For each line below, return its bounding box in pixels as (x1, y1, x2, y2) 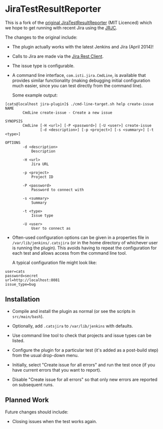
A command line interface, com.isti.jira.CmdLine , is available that (12, 72, 146, 78)
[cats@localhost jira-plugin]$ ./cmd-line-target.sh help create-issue (5, 101, 154, 106)
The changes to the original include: (5, 34, 78, 40)
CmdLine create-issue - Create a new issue (22, 110, 112, 115)
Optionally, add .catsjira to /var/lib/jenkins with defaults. (12, 323, 133, 329)
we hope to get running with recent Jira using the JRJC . (5, 24, 118, 30)
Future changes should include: (5, 409, 68, 415)
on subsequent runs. (12, 381, 54, 387)
